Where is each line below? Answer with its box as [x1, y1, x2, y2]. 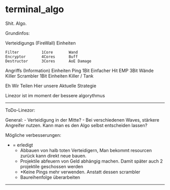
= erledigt [12, 142, 33, 148]
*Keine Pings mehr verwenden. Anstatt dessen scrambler [20, 169, 141, 175]
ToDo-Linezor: [5, 107, 35, 113]
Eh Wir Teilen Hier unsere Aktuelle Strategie [5, 83, 97, 89]
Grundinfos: [5, 30, 30, 36]
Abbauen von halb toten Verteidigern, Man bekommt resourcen [20, 147, 152, 153]
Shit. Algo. [5, 20, 27, 26]
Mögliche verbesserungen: [5, 132, 62, 138]
